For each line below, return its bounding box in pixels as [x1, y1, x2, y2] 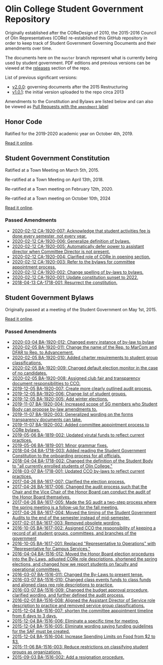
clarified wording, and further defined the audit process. [12, 592, 125, 598]
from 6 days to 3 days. [12, 612, 57, 618]
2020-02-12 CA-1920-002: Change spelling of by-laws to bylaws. [12, 269, 144, 275]
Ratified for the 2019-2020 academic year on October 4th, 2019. [5, 130, 133, 137]
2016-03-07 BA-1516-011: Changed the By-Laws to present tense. [12, 571, 144, 577]
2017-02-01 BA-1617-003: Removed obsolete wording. [12, 520, 121, 525]
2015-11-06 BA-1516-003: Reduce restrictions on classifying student [12, 644, 148, 649]
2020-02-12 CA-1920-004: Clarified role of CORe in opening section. [12, 254, 150, 260]
